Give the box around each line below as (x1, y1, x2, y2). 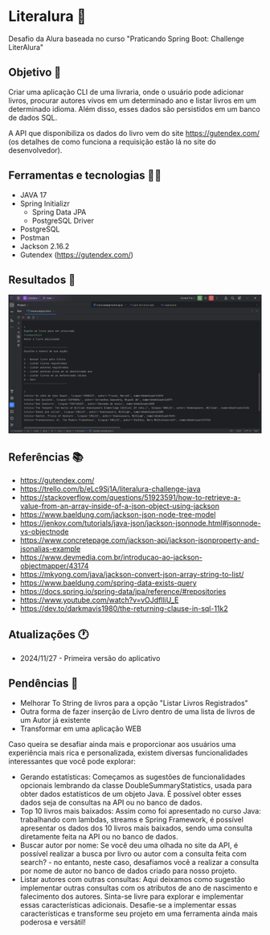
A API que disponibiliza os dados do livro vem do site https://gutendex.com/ (8, 128, 260, 137)
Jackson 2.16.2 (19, 241, 70, 251)
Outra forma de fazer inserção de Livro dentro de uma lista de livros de (19, 707, 256, 716)
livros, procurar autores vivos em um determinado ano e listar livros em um (8, 96, 257, 105)
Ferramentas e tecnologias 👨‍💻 (8, 169, 162, 182)
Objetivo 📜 (8, 66, 62, 80)
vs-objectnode (19, 527, 69, 537)
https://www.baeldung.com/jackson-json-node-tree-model (19, 510, 216, 519)
